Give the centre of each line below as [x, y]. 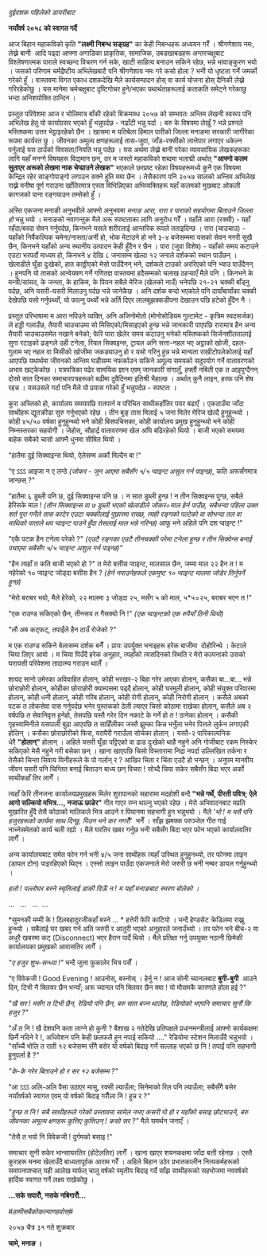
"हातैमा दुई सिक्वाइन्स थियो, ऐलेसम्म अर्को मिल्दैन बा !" [75, 455]
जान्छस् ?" [22, 480]
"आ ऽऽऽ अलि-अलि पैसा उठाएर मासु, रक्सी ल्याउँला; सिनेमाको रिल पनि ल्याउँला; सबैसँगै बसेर [122, 1087]
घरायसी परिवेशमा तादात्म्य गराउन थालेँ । [58, 663]
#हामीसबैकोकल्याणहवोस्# [41, 1211]
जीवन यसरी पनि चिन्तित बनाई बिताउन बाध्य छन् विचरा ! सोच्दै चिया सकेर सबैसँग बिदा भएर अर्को [126, 769]
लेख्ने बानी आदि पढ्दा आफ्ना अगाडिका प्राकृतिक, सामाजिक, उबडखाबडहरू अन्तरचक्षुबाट [116, 53]
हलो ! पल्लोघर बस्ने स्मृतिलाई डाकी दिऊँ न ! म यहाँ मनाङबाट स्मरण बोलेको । [104, 888]
